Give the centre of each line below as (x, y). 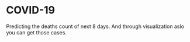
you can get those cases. (37, 32)
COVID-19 (31, 10)
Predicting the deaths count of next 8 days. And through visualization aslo (95, 26)
